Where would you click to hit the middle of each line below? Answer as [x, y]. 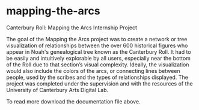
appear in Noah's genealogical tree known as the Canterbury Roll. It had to [99, 51]
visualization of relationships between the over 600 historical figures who [97, 45]
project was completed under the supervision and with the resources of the [100, 83]
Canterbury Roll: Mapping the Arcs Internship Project [72, 27]
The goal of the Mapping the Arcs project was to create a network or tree [97, 39]
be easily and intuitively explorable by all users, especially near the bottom [99, 58]
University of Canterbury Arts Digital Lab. [57, 90]
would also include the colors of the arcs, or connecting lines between [93, 71]
